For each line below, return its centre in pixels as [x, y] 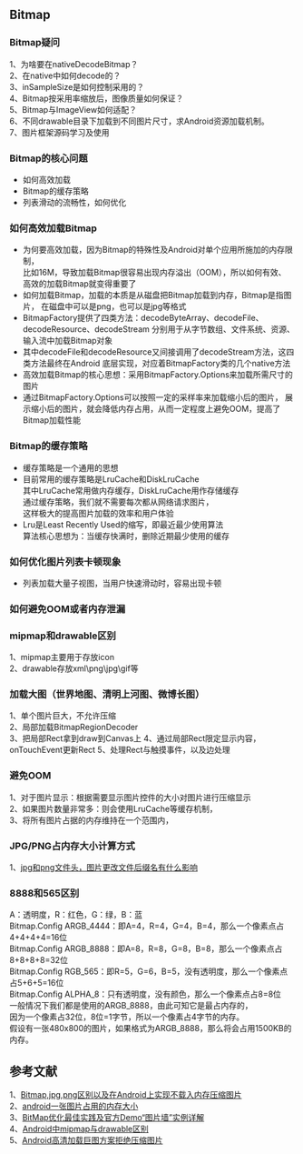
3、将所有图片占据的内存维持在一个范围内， [92, 820]
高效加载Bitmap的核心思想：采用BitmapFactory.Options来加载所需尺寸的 [157, 375]
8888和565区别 [44, 893]
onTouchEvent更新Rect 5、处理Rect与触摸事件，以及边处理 [120, 750]
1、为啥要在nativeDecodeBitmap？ [74, 64]
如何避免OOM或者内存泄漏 [68, 608]
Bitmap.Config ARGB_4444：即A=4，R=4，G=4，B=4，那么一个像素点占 [147, 926]
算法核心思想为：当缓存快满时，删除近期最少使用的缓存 [126, 536]
